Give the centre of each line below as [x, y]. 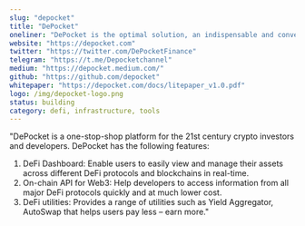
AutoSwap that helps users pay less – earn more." [116, 212]
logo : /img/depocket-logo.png [67, 93]
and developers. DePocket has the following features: [110, 146]
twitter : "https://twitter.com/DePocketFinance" [103, 52]
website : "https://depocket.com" [73, 43]
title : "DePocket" [44, 26]
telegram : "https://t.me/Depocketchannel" [91, 60]
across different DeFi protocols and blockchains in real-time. [136, 173]
